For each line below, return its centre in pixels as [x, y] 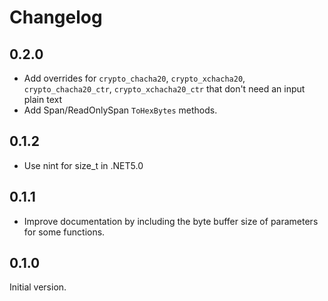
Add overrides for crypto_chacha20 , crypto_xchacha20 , [134, 78]
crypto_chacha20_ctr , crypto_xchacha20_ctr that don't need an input [164, 89]
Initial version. [38, 287]
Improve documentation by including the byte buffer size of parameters [171, 221]
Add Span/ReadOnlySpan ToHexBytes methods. [120, 110]
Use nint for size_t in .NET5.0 [83, 165]
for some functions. [64, 232]
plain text [43, 99]
